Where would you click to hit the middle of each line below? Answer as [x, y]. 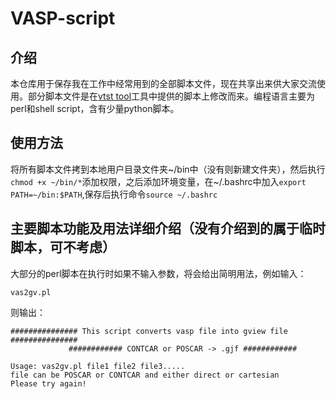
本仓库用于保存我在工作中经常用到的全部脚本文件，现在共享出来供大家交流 [163, 83]
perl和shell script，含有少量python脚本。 [95, 108]
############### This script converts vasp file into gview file [149, 331]
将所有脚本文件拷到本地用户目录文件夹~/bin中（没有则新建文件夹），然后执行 [168, 169]
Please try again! [48, 383]
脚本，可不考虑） [63, 247]
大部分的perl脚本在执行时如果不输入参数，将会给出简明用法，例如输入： [158, 273]
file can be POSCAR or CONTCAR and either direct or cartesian [145, 375]
